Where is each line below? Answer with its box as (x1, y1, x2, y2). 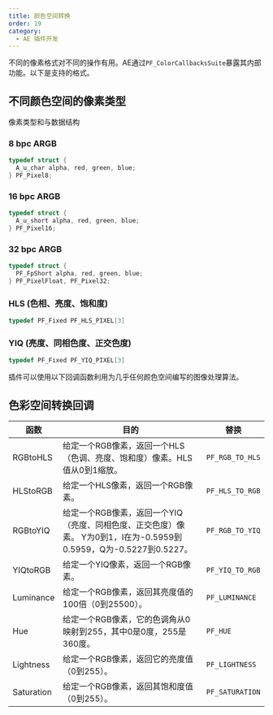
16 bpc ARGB (8, 190, 61, 201)
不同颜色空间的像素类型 (8, 94, 126, 108)
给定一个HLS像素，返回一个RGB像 (62, 479, 193, 491)
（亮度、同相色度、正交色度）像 (62, 519, 185, 531)
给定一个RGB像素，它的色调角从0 (62, 613, 191, 625)
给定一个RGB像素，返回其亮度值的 (62, 586, 193, 597)
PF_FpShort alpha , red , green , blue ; (15, 270, 144, 278)
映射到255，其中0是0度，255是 (62, 626, 187, 637)
